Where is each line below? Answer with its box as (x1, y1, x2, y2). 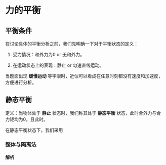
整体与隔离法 (5, 141, 37, 148)
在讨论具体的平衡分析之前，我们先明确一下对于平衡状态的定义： (5, 41, 138, 47)
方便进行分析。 (5, 79, 36, 85)
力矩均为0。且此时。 (5, 116, 48, 122)
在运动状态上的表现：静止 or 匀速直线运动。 (12, 62, 104, 68)
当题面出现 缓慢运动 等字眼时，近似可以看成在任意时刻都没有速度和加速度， (5, 73, 163, 79)
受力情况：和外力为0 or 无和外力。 (12, 52, 85, 57)
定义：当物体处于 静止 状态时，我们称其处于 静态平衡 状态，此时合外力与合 (5, 110, 161, 116)
